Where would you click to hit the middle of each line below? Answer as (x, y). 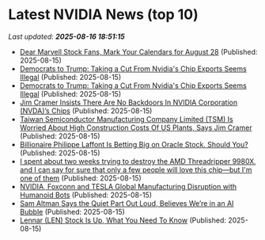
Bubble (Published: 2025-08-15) (72, 211)
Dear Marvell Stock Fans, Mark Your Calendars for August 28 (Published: (138, 51)
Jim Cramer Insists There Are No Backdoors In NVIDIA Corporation (129, 102)
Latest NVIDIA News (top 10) (104, 15)
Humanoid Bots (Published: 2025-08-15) (86, 195)
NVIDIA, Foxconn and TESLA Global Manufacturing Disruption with (128, 186)
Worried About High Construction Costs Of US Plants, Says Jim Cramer (136, 128)
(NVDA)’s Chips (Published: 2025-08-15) (86, 110)
